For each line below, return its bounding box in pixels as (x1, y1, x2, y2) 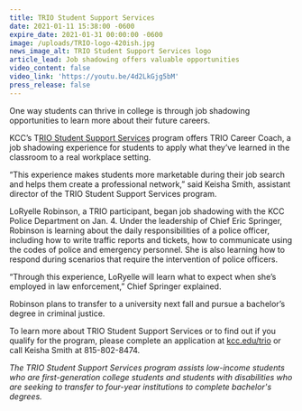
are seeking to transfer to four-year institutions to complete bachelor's (9, 381, 272, 392)
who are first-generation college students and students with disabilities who (9, 371, 293, 382)
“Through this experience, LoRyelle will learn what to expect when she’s (9, 271, 277, 282)
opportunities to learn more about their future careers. (9, 115, 210, 126)
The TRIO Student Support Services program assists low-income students (9, 362, 286, 373)
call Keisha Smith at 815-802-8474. (9, 344, 141, 355)
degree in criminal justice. (9, 308, 105, 319)
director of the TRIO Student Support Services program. (9, 188, 217, 199)
